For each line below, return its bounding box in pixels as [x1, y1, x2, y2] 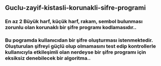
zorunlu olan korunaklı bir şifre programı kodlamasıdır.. [5, 24, 137, 31]
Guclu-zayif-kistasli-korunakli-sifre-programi [5, 4, 146, 12]
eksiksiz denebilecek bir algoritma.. [5, 55, 91, 62]
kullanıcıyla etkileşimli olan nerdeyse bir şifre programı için [5, 49, 146, 55]
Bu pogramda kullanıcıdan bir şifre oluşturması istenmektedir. [5, 37, 153, 44]
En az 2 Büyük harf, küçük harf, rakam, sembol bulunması [5, 18, 143, 25]
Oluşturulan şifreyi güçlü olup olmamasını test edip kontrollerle [5, 43, 156, 50]
